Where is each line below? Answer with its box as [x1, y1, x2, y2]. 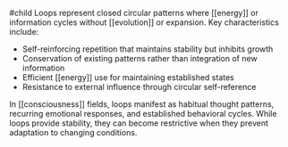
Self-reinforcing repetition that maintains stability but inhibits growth [21, 44, 274, 54]
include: [9, 27, 39, 37]
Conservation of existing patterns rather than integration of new [21, 53, 258, 63]
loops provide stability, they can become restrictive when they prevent [9, 118, 269, 128]
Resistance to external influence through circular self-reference [21, 82, 257, 92]
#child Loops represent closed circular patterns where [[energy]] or [9, 8, 259, 18]
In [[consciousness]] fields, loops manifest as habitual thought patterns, [9, 99, 275, 110]
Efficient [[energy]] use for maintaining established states [21, 72, 234, 83]
